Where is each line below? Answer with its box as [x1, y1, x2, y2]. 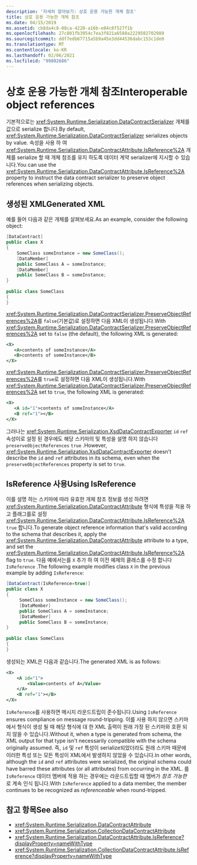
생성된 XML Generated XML [6, 199, 105, 209]
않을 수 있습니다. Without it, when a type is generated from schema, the [12, 731, 182, 738]
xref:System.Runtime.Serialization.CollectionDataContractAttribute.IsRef [14, 846, 189, 853]
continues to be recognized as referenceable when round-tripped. [6, 787, 166, 794]
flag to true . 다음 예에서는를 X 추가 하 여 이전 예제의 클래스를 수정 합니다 [6, 556, 172, 563]
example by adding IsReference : [6, 569, 84, 576]
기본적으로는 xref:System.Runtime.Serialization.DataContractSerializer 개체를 [6, 118, 190, 126]
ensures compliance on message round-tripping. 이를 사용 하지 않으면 [6, 716, 173, 723]
